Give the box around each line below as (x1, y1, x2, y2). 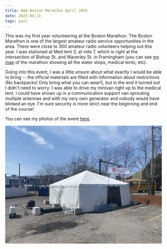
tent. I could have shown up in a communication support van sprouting (5, 90, 150, 96)
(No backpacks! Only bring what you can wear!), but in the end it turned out (5, 80, 160, 86)
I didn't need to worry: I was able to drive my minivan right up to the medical (5, 85, 162, 91)
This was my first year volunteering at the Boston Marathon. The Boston (5, 33, 153, 39)
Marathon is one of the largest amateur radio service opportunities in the (5, 38, 154, 44)
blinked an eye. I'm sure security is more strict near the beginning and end (5, 101, 158, 107)
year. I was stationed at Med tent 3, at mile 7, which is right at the (5, 49, 138, 55)
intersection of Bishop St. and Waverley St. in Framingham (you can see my (5, 54, 160, 60)
